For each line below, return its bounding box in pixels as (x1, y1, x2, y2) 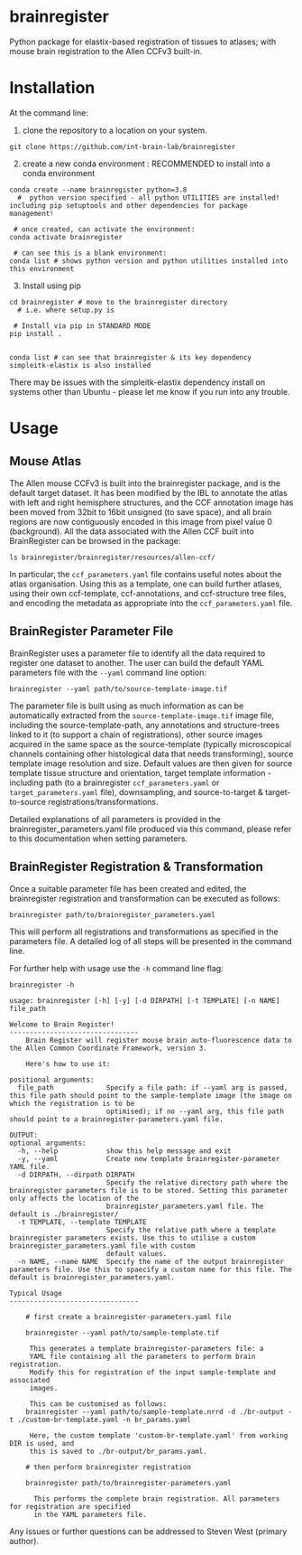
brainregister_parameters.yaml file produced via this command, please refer (9, 823, 292, 834)
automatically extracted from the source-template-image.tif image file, (9, 709, 275, 720)
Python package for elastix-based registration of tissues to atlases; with (9, 36, 277, 47)
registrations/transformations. (48, 796, 160, 807)
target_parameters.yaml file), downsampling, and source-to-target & (9, 786, 264, 797)
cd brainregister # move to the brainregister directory (9, 297, 228, 306)
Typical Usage (9, 1288, 63, 1297)
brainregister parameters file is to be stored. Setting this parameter (9, 1185, 288, 1194)
